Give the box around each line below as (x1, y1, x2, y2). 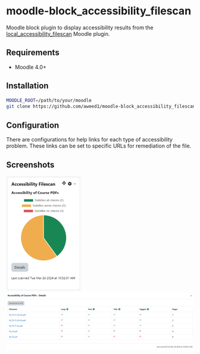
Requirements (6, 48, 60, 58)
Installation (6, 81, 49, 91)
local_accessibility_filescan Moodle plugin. (6, 30, 110, 37)
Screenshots (6, 159, 55, 170)
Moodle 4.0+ (14, 63, 46, 70)
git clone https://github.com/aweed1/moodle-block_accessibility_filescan (6, 103, 196, 110)
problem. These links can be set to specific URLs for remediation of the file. (6, 142, 192, 150)
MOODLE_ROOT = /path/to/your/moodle (6, 97, 92, 103)
